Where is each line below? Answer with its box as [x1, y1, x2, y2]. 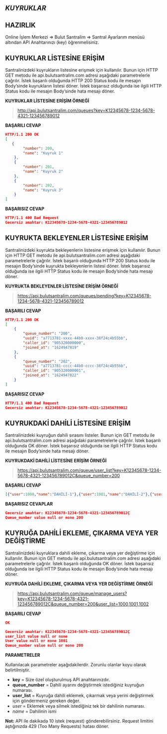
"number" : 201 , [23, 164, 55, 170]
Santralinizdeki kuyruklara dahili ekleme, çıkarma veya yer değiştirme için [5, 550, 156, 556]
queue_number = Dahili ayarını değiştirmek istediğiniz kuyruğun [12, 682, 144, 688]
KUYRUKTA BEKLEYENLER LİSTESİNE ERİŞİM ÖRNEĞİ [5, 283, 118, 289]
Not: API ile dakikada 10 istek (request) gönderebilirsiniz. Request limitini [5, 718, 154, 724]
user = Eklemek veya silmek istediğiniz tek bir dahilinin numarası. [12, 703, 146, 709]
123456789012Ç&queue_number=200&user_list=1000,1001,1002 [17, 601, 149, 607]
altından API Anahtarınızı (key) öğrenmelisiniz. [5, 39, 99, 45]
